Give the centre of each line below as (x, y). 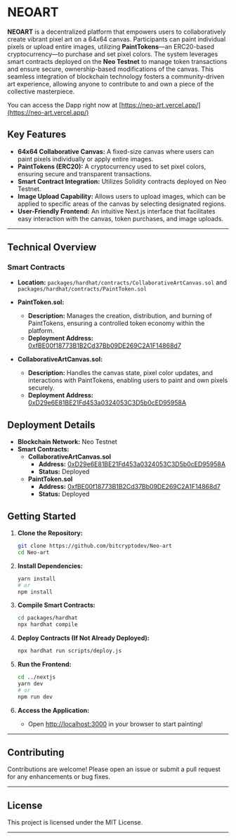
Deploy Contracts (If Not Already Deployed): (83, 638)
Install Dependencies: (50, 565)
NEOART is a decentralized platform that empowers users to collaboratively (117, 32)
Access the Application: (53, 710)
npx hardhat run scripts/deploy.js (70, 651)
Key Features (37, 134)
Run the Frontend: (44, 664)
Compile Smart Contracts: (57, 605)
